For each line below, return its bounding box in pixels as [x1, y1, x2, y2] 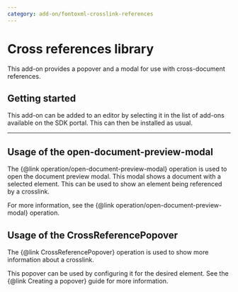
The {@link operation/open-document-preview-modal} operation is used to [7, 164, 227, 174]
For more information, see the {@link [7, 201, 115, 210]
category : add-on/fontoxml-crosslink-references [7, 10, 154, 18]
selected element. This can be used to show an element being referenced [7, 180, 222, 189]
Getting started [7, 92, 76, 104]
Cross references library [7, 40, 154, 57]
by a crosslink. [7, 187, 50, 196]
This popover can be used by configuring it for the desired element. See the [7, 269, 229, 277]
